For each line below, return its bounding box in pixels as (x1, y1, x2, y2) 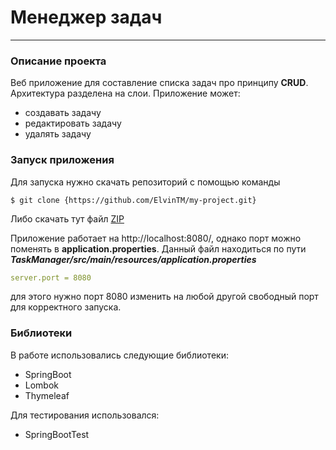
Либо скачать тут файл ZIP (10, 212, 125, 225)
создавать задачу (24, 107, 102, 119)
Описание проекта (10, 54, 107, 68)
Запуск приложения (10, 153, 115, 167)
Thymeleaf (24, 389, 70, 401)
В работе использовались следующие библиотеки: (10, 349, 229, 361)
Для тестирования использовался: (10, 409, 160, 421)
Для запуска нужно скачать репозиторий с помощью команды (10, 176, 281, 188)
